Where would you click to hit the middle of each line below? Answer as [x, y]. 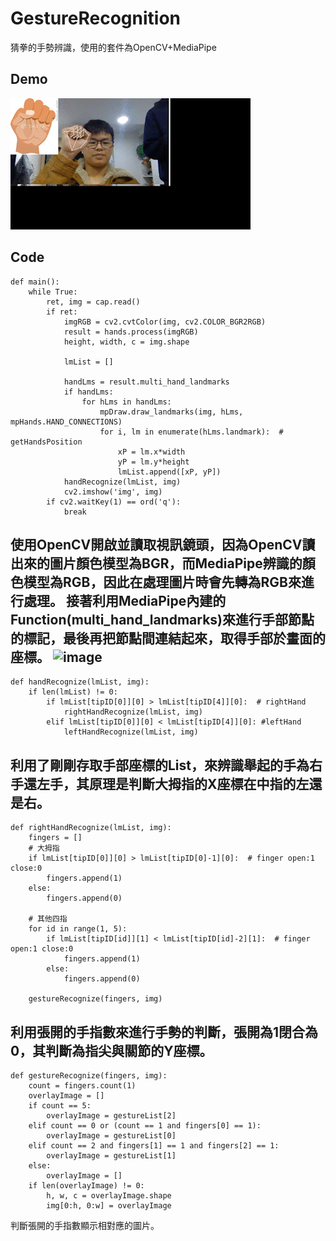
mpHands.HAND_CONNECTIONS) [66, 422]
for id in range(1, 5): [78, 929]
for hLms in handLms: [126, 402]
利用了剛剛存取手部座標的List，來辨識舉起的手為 [160, 765]
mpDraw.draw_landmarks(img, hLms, [171, 412]
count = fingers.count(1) [82, 1086]
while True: [53, 292]
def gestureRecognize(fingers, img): [89, 1076]
